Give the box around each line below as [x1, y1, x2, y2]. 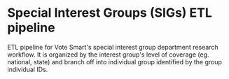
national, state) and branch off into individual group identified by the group [7, 57, 223, 66]
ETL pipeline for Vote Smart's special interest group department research [7, 43, 218, 51]
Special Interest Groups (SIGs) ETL [7, 5, 212, 21]
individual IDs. [7, 65, 48, 73]
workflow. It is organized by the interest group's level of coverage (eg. [7, 50, 209, 59]
